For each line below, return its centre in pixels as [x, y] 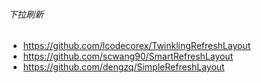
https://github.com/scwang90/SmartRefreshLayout [128, 56]
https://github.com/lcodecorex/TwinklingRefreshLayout [136, 46]
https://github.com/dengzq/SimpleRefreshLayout [123, 67]
